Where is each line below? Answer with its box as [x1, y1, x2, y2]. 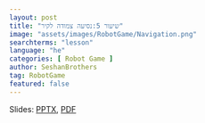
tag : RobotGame [9, 71, 66, 80]
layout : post [9, 12, 58, 22]
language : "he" [9, 46, 66, 55]
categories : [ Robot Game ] [9, 54, 114, 63]
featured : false [9, 79, 70, 88]
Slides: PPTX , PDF [9, 103, 77, 114]
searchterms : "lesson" [9, 37, 94, 47]
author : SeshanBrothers [9, 63, 98, 72]
